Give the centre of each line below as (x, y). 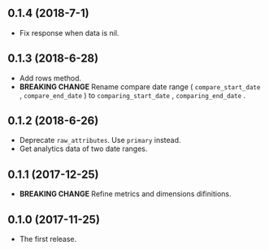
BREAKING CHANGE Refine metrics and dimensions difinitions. (125, 194)
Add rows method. (50, 78)
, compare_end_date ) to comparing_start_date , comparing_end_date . (132, 95)
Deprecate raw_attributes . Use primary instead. (100, 140)
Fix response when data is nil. (69, 32)
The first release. (48, 239)
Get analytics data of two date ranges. (83, 149)
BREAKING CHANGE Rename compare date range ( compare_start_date (140, 86)
